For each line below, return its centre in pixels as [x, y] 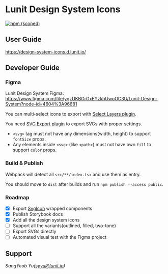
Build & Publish [24, 163]
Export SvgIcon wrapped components [52, 209]
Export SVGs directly [34, 231]
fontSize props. [29, 139]
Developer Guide [33, 68]
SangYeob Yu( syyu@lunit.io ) [35, 266]
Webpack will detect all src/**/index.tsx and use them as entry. [73, 174]
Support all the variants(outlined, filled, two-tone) [64, 226]
